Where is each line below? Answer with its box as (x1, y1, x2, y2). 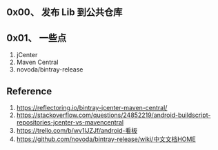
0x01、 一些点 (6, 32, 67, 43)
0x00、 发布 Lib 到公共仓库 (6, 6, 123, 19)
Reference (6, 85, 52, 97)
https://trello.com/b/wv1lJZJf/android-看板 (16, 127, 138, 135)
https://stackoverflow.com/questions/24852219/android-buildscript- (16, 111, 211, 119)
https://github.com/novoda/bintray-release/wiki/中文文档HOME (16, 135, 196, 143)
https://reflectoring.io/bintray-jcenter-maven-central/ (16, 104, 168, 112)
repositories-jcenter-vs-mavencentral (16, 118, 124, 127)
